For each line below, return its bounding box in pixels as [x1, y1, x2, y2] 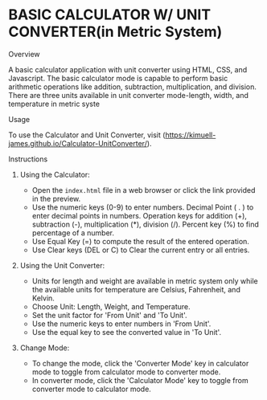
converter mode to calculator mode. [31, 384, 151, 394]
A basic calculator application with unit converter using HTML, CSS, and [8, 64, 248, 74]
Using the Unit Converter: [19, 260, 105, 270]
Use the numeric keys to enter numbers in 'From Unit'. [31, 319, 212, 329]
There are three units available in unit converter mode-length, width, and [8, 90, 249, 100]
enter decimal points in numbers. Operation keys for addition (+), [31, 210, 248, 220]
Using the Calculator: [19, 169, 90, 179]
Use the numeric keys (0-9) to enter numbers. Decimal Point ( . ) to [31, 202, 254, 212]
